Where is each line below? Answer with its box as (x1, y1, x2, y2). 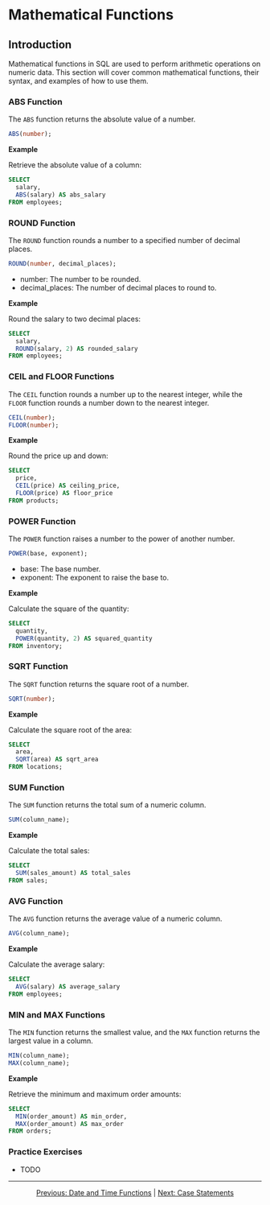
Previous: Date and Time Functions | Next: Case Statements (35, 1187, 235, 1197)
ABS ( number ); (8, 130, 52, 138)
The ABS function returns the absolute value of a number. (8, 114, 196, 124)
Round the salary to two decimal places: (8, 314, 141, 324)
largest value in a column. (8, 1036, 94, 1046)
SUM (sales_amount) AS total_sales (15, 869, 131, 877)
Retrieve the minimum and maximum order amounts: (8, 1089, 182, 1099)
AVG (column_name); (8, 930, 70, 938)
